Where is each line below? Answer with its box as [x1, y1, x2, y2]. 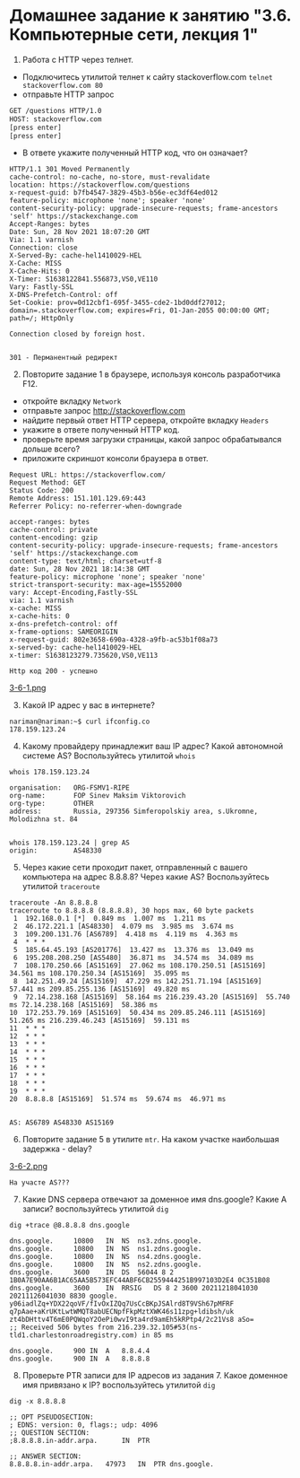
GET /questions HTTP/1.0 [9, 106, 102, 115]
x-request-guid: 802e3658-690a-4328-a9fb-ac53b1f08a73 [9, 635, 219, 644]
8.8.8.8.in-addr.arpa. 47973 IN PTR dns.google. [9, 1460, 215, 1469]
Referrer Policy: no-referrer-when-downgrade [9, 502, 182, 512]
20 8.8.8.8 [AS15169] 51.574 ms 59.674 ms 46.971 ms [9, 1095, 227, 1104]
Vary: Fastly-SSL [9, 283, 74, 292]
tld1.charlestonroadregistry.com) [9, 1331, 139, 1340]
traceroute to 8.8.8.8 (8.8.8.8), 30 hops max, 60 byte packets [9, 906, 254, 915]
